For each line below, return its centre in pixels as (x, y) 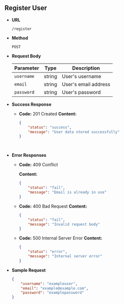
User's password (81, 92)
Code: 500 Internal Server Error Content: (61, 238)
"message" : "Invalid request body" (64, 224)
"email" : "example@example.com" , (55, 288)
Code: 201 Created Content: (48, 114)
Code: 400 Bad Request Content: (53, 206)
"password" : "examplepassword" (52, 293)
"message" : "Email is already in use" (67, 192)
